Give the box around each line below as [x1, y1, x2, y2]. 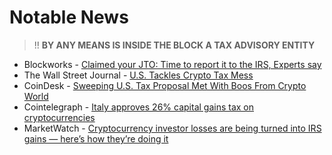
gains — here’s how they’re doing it [23, 132, 169, 145]
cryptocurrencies [23, 111, 96, 123]
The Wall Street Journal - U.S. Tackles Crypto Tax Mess [23, 69, 254, 81]
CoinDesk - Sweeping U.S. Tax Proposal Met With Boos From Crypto [23, 79, 307, 91]
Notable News [9, 6, 129, 29]
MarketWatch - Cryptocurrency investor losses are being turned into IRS [23, 122, 322, 134]
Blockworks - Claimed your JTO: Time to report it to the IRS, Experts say [23, 58, 322, 70]
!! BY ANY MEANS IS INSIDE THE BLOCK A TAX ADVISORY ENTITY [33, 39, 316, 51]
